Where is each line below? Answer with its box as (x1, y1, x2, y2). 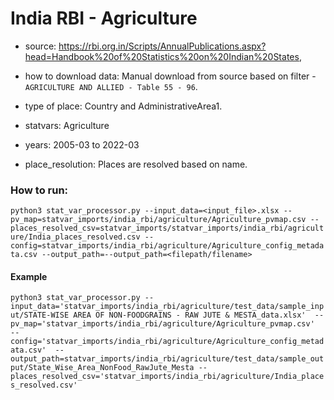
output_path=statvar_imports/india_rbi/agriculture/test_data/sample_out (10, 354, 325, 364)
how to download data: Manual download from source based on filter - (24, 70, 317, 82)
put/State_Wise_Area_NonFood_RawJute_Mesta (10, 363, 195, 373)
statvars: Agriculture (24, 119, 110, 131)
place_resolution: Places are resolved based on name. (24, 158, 248, 170)
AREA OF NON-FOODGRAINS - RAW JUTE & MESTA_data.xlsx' (73, 310, 307, 321)
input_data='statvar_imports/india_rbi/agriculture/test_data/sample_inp (10, 302, 325, 312)
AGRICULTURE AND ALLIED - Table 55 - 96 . (24, 80, 198, 92)
